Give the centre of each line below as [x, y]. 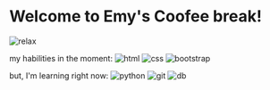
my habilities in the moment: [61, 58]
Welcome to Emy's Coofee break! [135, 16]
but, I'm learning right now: [59, 75]
